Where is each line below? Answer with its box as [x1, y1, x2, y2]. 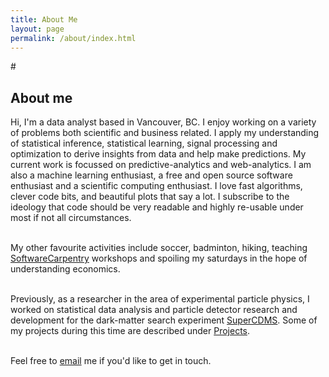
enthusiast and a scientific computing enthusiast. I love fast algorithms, [10, 180, 303, 192]
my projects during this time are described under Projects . [10, 325, 251, 337]
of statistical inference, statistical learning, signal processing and [10, 137, 278, 150]
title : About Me [10, 14, 78, 25]
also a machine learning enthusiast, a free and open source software [10, 169, 293, 181]
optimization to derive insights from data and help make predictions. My [10, 148, 307, 160]
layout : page [10, 24, 65, 34]
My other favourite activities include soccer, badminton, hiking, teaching [10, 242, 308, 254]
